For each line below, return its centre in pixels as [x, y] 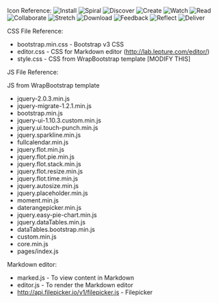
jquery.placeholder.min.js [52, 193]
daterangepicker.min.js [49, 208]
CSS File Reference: [35, 31]
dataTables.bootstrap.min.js [56, 229]
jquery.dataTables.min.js [51, 222]
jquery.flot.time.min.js [47, 179]
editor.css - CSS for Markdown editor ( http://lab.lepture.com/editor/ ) [113, 52]
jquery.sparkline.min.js [49, 135]
